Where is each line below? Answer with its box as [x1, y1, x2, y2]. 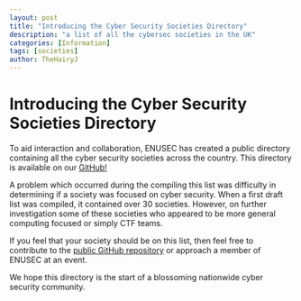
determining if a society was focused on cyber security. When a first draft [9, 188, 284, 199]
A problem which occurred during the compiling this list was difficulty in [9, 179, 277, 190]
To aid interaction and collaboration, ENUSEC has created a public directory [9, 142, 291, 153]
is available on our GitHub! [9, 161, 107, 172]
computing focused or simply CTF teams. [9, 217, 164, 228]
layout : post [9, 13, 59, 23]
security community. [9, 281, 86, 292]
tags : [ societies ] [9, 47, 78, 56]
